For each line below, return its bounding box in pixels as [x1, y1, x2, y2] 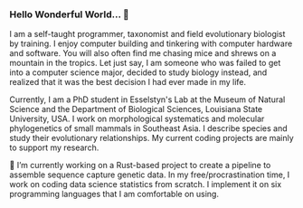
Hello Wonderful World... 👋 [9, 8, 129, 21]
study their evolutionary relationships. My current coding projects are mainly [9, 133, 294, 144]
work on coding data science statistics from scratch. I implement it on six [9, 179, 282, 190]
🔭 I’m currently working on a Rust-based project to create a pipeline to [9, 160, 271, 171]
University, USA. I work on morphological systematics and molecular [9, 113, 265, 125]
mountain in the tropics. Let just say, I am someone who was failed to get [9, 58, 281, 69]
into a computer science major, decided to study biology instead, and [9, 67, 268, 78]
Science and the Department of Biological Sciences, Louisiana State [9, 104, 263, 115]
